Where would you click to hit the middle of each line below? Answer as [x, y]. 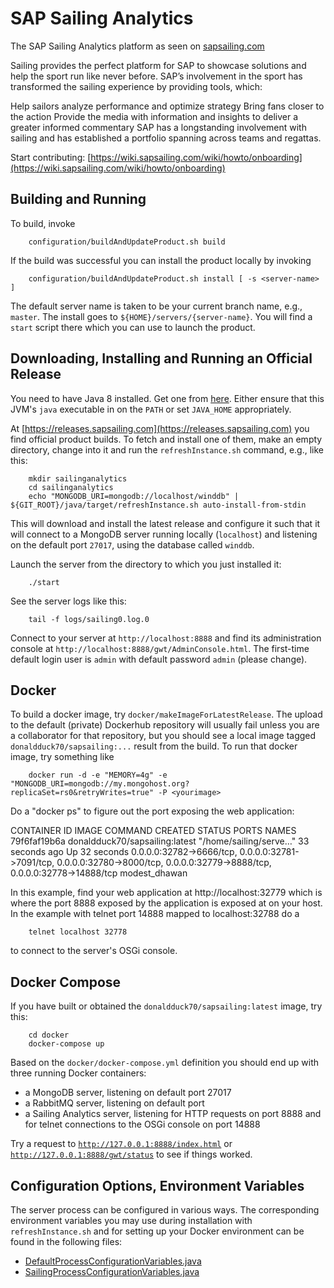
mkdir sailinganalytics [78, 478]
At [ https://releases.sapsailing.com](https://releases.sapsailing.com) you [160, 428]
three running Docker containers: [78, 1073]
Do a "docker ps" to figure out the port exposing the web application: [152, 811]
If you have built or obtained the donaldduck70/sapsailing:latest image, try [166, 1006]
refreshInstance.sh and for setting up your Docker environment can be [157, 1231]
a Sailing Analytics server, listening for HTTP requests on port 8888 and [173, 1114]
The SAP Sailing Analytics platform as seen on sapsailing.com [137, 46]
